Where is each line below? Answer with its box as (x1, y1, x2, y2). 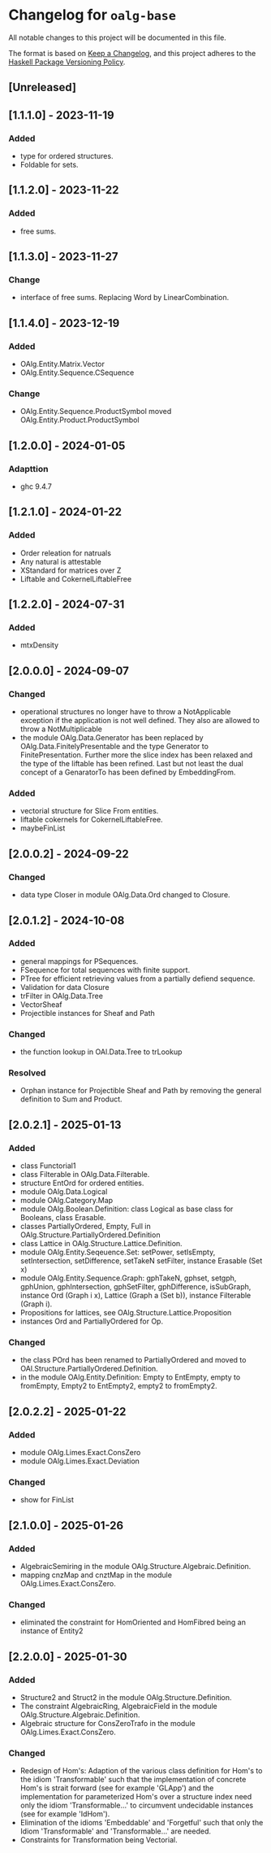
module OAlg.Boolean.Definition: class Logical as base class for (19, 1204, 234, 1214)
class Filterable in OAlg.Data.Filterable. (19, 1170, 150, 1179)
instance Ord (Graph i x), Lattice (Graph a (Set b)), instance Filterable (19, 1291, 252, 1301)
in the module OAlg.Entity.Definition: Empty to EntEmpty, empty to (19, 1372, 241, 1382)
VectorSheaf (19, 999, 62, 1009)
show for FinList (19, 1495, 75, 1505)
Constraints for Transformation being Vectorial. (19, 1835, 178, 1845)
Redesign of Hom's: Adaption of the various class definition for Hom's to (19, 1766, 263, 1776)
